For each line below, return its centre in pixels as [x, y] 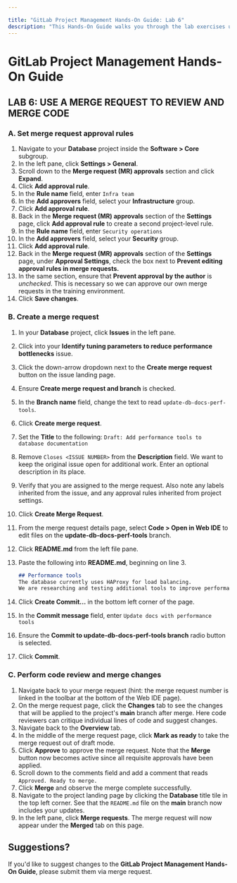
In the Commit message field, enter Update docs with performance [115, 616]
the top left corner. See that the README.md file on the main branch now [120, 803]
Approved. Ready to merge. [58, 781]
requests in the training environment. [71, 291]
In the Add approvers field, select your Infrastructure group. [107, 201]
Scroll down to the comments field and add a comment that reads [113, 772]
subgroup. [33, 157]
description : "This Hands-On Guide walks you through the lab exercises [117, 26]
